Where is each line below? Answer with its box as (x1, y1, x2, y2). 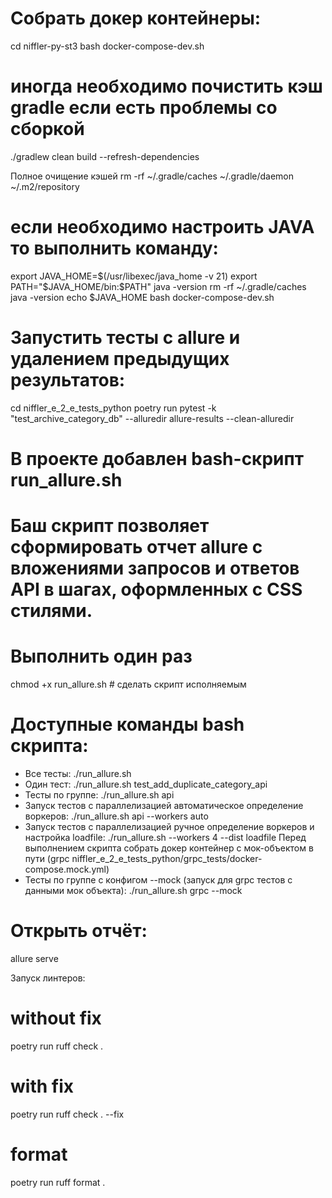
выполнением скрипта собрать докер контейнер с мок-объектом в (24, 842, 314, 854)
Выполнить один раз (10, 645, 193, 668)
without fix (10, 1007, 102, 1030)
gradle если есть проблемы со (10, 97, 278, 119)
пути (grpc (24, 853, 70, 864)
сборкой (10, 118, 85, 141)
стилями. (10, 600, 93, 622)
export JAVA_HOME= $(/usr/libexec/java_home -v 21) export (10, 270, 258, 282)
